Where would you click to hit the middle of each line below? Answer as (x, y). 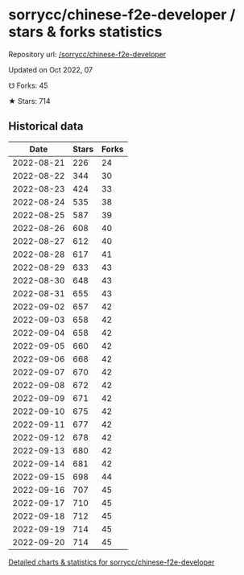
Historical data (46, 126)
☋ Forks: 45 (28, 85)
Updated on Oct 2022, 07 (51, 69)
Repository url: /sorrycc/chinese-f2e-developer (87, 54)
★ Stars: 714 (29, 101)
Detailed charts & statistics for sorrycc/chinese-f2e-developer (112, 562)
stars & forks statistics (85, 32)
